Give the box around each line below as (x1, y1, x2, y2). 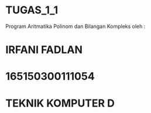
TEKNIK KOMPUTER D (5, 97, 115, 110)
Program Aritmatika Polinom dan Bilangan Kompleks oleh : (5, 23, 146, 30)
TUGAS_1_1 (5, 3, 59, 17)
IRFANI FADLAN (5, 43, 83, 57)
